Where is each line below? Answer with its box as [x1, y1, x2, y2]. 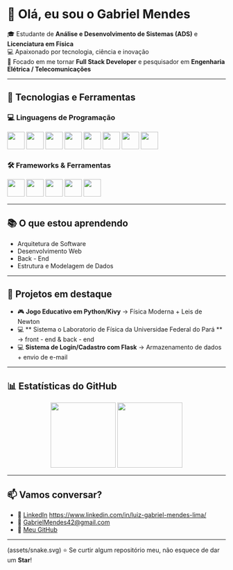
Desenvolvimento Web [17, 247, 82, 255]
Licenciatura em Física [7, 40, 74, 48]
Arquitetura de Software [17, 239, 87, 247]
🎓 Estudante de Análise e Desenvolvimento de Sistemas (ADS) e [7, 29, 198, 38]
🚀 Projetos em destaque [7, 288, 112, 300]
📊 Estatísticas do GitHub [7, 380, 117, 392]
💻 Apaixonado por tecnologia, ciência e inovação [7, 47, 149, 56]
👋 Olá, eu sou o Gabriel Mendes [7, 6, 191, 22]
